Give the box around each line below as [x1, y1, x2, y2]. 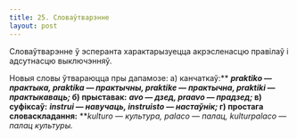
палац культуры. [9, 119, 73, 130]
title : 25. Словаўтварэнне [9, 12, 110, 22]
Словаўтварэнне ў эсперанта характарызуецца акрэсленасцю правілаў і [9, 45, 289, 56]
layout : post [9, 21, 58, 30]
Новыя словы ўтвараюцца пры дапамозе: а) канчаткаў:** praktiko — [9, 72, 272, 83]
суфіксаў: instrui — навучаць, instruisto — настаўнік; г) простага [9, 101, 264, 111]
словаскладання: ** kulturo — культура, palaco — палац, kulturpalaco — [9, 110, 287, 121]
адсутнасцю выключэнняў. [9, 55, 112, 66]
